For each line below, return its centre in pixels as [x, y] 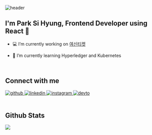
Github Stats [25, 116]
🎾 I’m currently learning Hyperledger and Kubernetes [67, 55]
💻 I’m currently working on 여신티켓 [49, 44]
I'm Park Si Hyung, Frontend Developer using [76, 23]
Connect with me [32, 81]
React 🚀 [17, 31]
